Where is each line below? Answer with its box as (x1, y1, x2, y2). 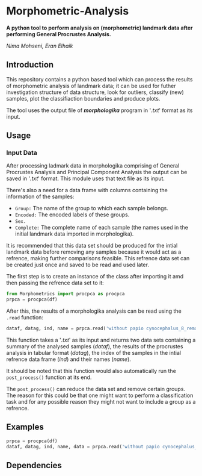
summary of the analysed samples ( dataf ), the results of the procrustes (6, 343, 183, 350)
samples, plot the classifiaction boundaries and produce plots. (6, 95, 161, 102)
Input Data (6, 149, 38, 157)
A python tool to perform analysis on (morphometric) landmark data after (6, 24, 194, 31)
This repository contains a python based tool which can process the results (6, 75, 193, 83)
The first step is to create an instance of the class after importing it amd (6, 273, 184, 280)
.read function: (6, 314, 44, 321)
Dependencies (6, 460, 62, 471)
